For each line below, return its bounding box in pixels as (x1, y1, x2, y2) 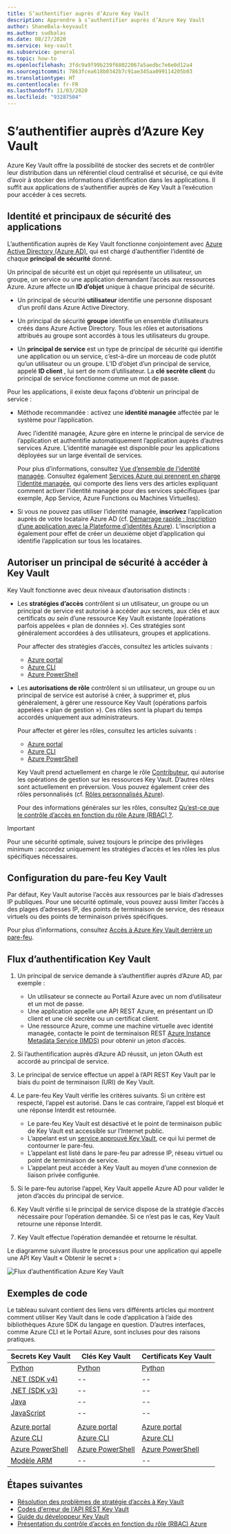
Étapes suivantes (7, 1479, 83, 1491)
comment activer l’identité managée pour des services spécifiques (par (17, 486, 221, 495)
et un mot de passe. (27, 1000, 85, 1008)
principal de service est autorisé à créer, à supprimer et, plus (17, 691, 191, 699)
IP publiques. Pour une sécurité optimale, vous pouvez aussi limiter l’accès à (7, 898, 224, 906)
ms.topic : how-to (7, 55, 57, 62)
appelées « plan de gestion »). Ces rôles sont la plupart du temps (17, 705, 203, 714)
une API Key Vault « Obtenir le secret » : (7, 1254, 121, 1262)
